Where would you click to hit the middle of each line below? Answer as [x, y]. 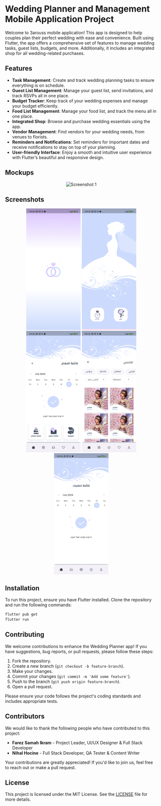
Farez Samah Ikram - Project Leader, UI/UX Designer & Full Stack [77, 743]
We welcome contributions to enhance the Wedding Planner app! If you [76, 646]
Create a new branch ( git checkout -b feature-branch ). [68, 666]
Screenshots [25, 199]
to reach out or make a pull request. [41, 767]
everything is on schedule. [38, 85]
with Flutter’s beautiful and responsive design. [58, 157]
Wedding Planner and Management [77, 9]
